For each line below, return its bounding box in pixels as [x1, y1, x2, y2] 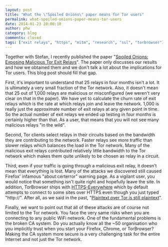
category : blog [5, 31, 37, 36]
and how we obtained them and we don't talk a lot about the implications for [5, 64, 162, 70]
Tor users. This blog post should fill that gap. [5, 70, 97, 76]
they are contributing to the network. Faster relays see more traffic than [5, 137, 152, 143]
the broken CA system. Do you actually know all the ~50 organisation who [5, 220, 157, 226]
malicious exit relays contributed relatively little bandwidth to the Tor [5, 147, 146, 153]
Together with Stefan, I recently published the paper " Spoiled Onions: [5, 54, 148, 60]
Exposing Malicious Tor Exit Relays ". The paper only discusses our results [5, 59, 157, 65]
